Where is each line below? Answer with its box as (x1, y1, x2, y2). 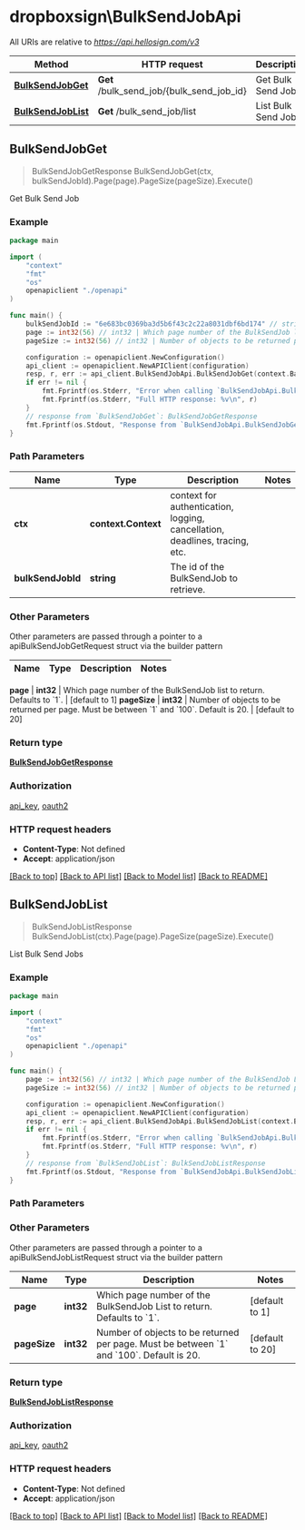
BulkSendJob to (170, 572, 239, 584)
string (89, 572, 116, 584)
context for (170, 488, 218, 501)
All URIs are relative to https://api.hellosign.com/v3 (9, 36, 200, 47)
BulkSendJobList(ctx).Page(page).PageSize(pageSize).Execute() (31, 930, 274, 941)
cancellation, (170, 523, 225, 535)
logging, (170, 511, 205, 524)
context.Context (89, 517, 162, 530)
